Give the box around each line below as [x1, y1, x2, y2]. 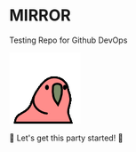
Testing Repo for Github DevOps [9, 35, 128, 45]
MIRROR [9, 5, 71, 26]
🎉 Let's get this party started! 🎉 [9, 132, 124, 143]
